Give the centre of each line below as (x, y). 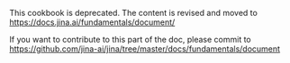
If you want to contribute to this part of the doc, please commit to (131, 39)
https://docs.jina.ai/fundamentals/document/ (92, 22)
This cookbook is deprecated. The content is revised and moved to (134, 13)
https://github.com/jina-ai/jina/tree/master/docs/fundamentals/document (145, 49)
